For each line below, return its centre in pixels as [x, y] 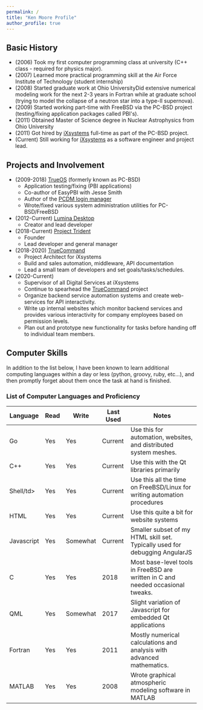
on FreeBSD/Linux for [161, 487]
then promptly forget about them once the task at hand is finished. [89, 380]
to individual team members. [60, 334]
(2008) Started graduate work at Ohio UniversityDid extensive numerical [105, 88]
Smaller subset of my [160, 529]
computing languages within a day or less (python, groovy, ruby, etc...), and [100, 374]
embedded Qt [150, 617]
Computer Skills [37, 353]
